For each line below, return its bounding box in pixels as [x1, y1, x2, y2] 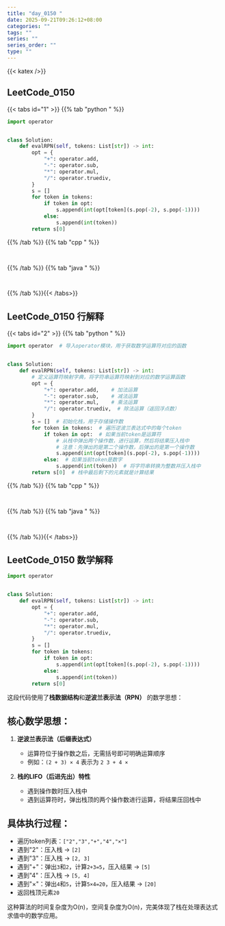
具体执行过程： [7, 817, 70, 829]
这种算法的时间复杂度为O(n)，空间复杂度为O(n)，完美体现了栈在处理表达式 [7, 903, 218, 911]
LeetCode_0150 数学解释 [7, 554, 114, 566]
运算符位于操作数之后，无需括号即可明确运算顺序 [27, 749, 166, 758]
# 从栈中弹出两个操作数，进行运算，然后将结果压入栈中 [55, 437, 190, 444]
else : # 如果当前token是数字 [43, 456, 123, 463]
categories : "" [7, 23, 51, 29]
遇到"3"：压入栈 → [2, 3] [16, 854, 90, 862]
